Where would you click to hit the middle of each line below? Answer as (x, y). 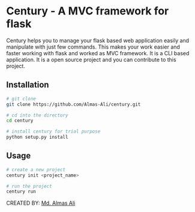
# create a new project (36, 169)
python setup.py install (37, 137)
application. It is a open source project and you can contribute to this (91, 59)
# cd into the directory (37, 115)
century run (21, 192)
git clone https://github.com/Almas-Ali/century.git (73, 104)
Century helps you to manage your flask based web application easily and (98, 40)
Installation (28, 85)
